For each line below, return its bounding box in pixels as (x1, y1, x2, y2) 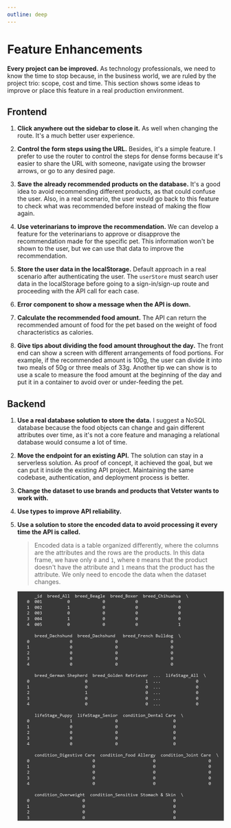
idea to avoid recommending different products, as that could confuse (16, 188, 216, 196)
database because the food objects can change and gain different (16, 423, 205, 432)
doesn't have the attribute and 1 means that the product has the (34, 563, 215, 572)
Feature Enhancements (7, 41, 143, 57)
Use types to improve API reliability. (16, 507, 122, 515)
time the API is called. (16, 528, 81, 536)
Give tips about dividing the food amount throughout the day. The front (16, 342, 223, 350)
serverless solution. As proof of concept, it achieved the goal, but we (16, 459, 213, 467)
